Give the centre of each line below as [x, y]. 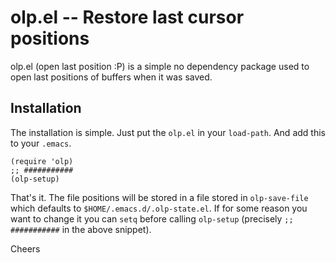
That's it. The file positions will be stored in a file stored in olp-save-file [159, 197]
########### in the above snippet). [81, 229]
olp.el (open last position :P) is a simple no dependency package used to [160, 66]
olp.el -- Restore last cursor [127, 17]
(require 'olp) [42, 161]
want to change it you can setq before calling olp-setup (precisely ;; [152, 218]
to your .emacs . [41, 143]
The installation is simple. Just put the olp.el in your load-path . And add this [168, 132]
